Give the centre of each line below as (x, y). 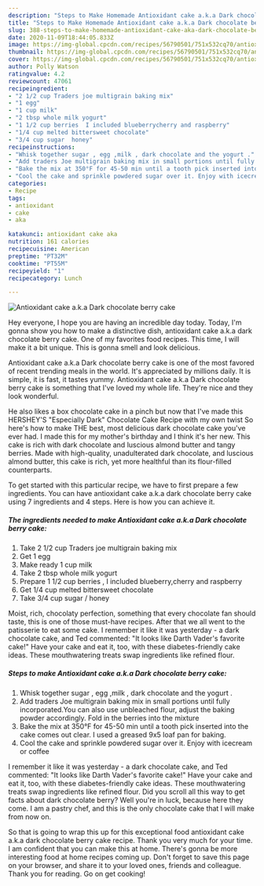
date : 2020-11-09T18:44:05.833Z (61, 37)
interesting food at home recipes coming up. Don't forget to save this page (129, 857)
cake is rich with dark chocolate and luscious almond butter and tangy (122, 445)
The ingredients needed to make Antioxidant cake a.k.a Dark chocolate (128, 520)
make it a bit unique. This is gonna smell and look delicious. (104, 347)
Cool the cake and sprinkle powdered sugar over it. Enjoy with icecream (136, 743)
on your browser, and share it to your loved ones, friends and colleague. (125, 866)
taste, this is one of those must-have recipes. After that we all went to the (127, 622)
